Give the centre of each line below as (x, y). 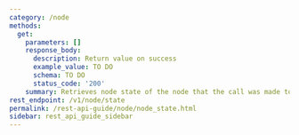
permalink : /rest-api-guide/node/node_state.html (103, 108)
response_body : (53, 51)
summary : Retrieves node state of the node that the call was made (153, 91)
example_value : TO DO (73, 67)
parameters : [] (53, 42)
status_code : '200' (69, 83)
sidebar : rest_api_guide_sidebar (71, 116)
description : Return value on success (105, 59)
